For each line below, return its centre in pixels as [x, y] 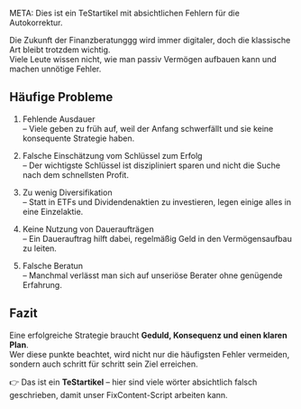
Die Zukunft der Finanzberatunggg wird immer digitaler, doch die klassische [150, 40]
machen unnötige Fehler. [55, 69]
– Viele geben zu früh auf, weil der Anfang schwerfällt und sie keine [148, 128]
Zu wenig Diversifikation [67, 192]
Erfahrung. [42, 284]
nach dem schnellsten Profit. [75, 174]
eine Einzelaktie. [53, 211]
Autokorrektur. [36, 23]
